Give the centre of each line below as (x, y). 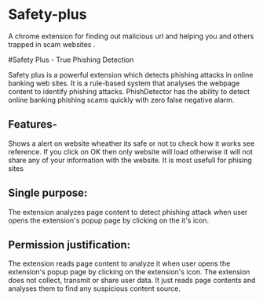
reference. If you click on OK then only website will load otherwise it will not (131, 151)
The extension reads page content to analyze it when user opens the (119, 263)
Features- (33, 124)
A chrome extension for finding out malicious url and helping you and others (131, 36)
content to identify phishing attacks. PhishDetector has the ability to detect (129, 91)
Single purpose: (48, 193)
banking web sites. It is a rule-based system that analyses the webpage (124, 83)
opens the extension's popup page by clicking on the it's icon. (109, 220)
